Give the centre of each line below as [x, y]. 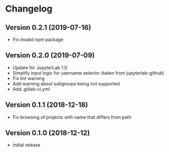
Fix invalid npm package [38, 39]
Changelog [29, 9]
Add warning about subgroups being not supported [66, 83]
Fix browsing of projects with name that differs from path [72, 117]
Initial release [26, 145]
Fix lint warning [28, 78]
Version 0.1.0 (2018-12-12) [48, 133]
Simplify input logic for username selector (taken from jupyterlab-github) [88, 73]
